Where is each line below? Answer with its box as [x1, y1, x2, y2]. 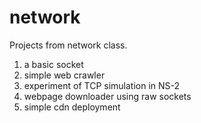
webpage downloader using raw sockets [23, 90, 192, 102]
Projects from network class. [9, 39, 128, 51]
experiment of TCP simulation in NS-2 [23, 79, 181, 91]
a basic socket [23, 58, 84, 70]
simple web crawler [23, 69, 106, 81]
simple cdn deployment [23, 101, 121, 113]
